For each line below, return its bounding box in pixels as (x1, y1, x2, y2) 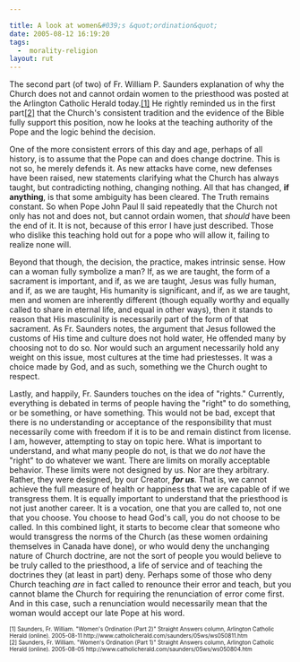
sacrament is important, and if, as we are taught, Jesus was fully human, (9, 275, 277, 287)
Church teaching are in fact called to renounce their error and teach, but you (9, 579, 292, 590)
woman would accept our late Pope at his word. (9, 607, 185, 619)
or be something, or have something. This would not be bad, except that (9, 407, 276, 418)
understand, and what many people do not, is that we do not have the (9, 446, 266, 457)
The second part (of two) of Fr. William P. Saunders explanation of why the (9, 79, 285, 90)
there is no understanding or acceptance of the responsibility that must (9, 417, 272, 428)
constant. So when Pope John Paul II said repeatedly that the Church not (9, 201, 278, 212)
